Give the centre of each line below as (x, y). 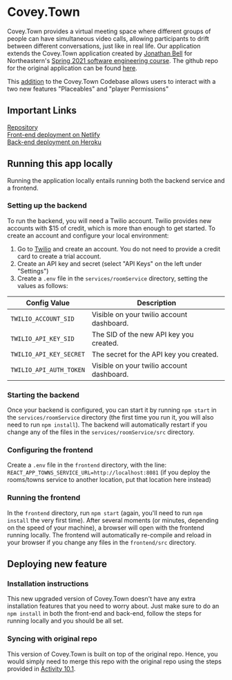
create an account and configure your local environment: (88, 235)
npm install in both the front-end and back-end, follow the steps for (105, 614)
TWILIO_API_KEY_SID (42, 339)
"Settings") (33, 271)
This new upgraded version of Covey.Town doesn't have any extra (101, 599)
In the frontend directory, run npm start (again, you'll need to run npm (105, 512)
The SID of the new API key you (143, 334)
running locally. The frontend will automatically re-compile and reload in (109, 535)
